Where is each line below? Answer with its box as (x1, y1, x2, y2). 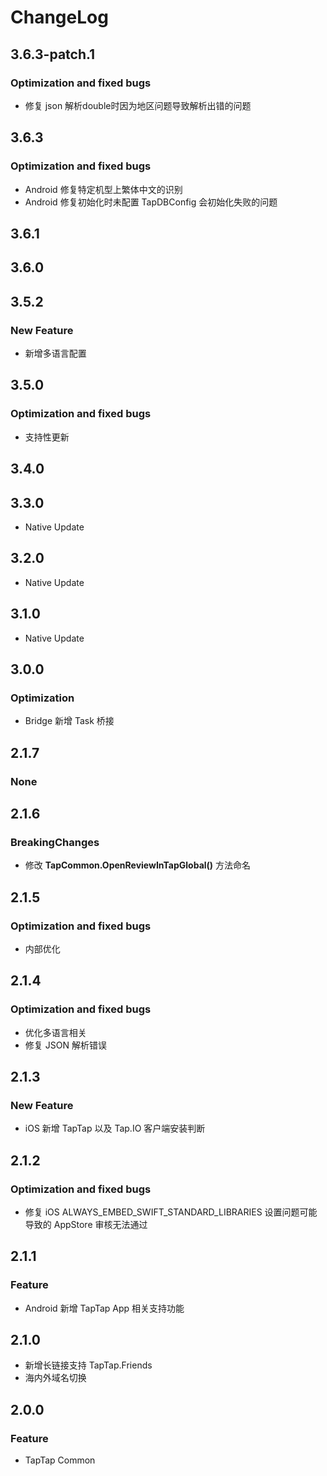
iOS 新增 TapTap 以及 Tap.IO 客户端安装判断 (24, 1122, 206, 1135)
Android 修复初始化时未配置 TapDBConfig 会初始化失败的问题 (24, 196, 278, 208)
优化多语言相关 (24, 1026, 87, 1038)
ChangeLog (10, 6, 109, 29)
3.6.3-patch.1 (10, 46, 96, 63)
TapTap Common (24, 1454, 96, 1466)
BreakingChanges (10, 835, 100, 849)
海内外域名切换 (24, 1372, 87, 1384)
